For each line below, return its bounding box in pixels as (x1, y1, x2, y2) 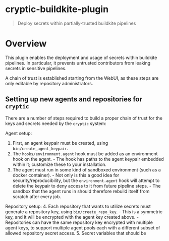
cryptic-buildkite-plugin (5, 4, 109, 15)
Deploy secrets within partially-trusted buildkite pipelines (17, 20, 136, 26)
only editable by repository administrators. (5, 80, 93, 86)
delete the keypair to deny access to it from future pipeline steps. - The (12, 183, 161, 189)
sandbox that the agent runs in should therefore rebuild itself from (12, 188, 150, 194)
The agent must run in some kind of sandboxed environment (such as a (12, 166, 161, 172)
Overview (5, 38, 47, 49)
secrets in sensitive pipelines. (5, 65, 67, 71)
